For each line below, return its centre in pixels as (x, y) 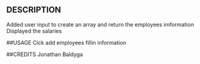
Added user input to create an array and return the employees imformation (100, 24)
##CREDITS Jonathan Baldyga (45, 54)
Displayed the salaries (34, 31)
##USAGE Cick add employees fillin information (66, 42)
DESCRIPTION (34, 10)
